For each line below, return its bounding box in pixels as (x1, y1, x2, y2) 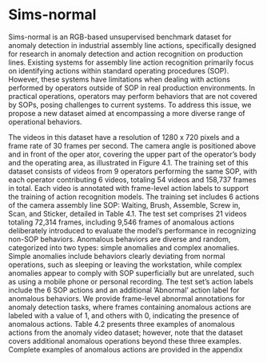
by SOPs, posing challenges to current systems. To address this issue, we (8, 100, 252, 109)
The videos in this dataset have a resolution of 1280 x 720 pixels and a (8, 132, 240, 141)
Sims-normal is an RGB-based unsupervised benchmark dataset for (8, 32, 232, 42)
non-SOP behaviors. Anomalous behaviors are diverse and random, (8, 234, 231, 244)
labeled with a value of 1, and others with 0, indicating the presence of (8, 310, 240, 320)
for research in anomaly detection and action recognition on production (8, 49, 244, 58)
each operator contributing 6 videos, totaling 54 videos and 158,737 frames (8, 174, 257, 185)
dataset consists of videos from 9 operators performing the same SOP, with (8, 166, 257, 176)
